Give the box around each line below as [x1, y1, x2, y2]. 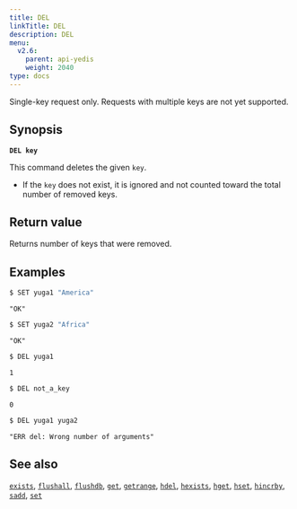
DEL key [9, 145, 39, 155]
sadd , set [9, 490, 43, 501]
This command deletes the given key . [9, 162, 147, 172]
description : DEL [9, 30, 74, 39]
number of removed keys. [22, 189, 118, 199]
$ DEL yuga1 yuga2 [9, 416, 78, 425]
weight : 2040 [25, 64, 74, 73]
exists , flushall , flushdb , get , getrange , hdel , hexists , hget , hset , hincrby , [9, 480, 285, 491]
